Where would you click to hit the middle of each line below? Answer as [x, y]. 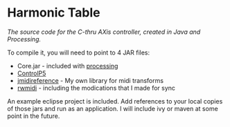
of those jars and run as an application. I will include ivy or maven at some [113, 108]
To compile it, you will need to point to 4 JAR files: [79, 52]
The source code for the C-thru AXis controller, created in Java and [104, 32]
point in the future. [34, 116]
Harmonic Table [54, 13]
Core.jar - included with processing [68, 66]
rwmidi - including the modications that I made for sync [96, 88]
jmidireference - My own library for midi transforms [90, 80]
